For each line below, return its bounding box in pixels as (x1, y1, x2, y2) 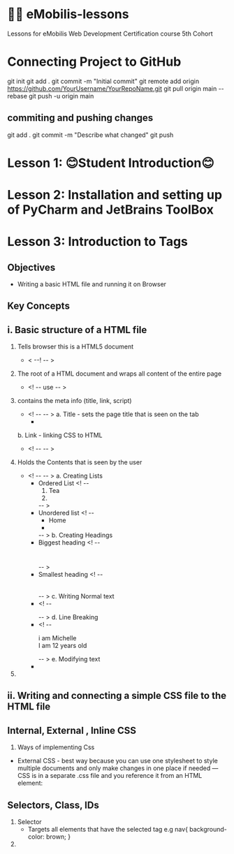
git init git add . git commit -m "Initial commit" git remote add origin (7, 77, 200, 85)
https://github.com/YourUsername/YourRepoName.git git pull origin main (7, 84, 217, 93)
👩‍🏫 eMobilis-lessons (7, 6, 129, 22)
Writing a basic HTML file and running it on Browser (17, 280, 166, 288)
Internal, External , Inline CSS (7, 724, 137, 736)
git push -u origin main (29, 91, 94, 100)
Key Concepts (7, 300, 70, 312)
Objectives (7, 261, 56, 273)
